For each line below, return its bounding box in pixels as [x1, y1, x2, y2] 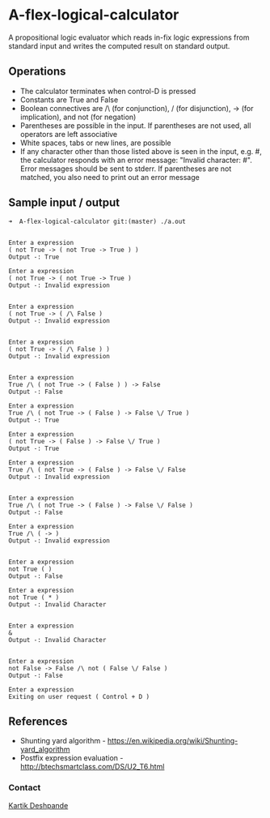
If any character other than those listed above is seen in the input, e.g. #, [19, 146, 263, 156]
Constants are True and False [19, 95, 119, 105]
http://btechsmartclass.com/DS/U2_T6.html [19, 762, 165, 772]
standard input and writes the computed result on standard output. [8, 41, 230, 50]
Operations [8, 65, 66, 79]
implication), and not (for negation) [19, 112, 137, 122]
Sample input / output [8, 196, 120, 210]
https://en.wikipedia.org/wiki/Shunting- [108, 736, 238, 746]
